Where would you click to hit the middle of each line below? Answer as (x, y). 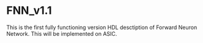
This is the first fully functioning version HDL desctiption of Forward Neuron (102, 27)
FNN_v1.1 (29, 11)
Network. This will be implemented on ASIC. (62, 33)
